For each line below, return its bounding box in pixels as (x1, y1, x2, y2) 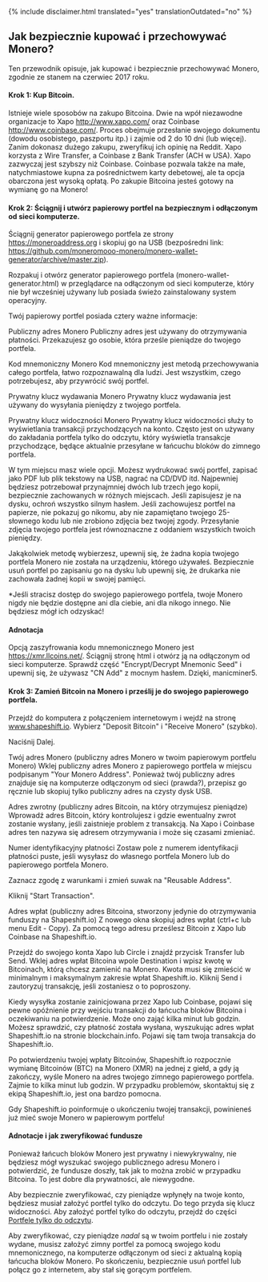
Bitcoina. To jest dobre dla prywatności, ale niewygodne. (8, 1174, 195, 1184)
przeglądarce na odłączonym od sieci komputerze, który (68, 279, 254, 289)
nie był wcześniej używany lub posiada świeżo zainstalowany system (8, 287, 237, 297)
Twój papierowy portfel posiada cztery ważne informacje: (8, 311, 198, 321)
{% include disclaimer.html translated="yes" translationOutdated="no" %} (8, 7, 252, 16)
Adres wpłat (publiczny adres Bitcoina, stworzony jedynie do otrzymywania (8, 906, 257, 916)
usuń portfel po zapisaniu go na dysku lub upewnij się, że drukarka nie (8, 565, 241, 575)
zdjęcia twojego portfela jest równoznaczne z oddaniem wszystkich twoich (8, 525, 256, 534)
